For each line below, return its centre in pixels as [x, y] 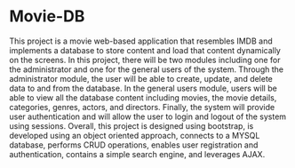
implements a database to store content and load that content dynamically [145, 50]
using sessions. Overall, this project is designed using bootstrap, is [132, 125]
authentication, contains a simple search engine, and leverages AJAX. [137, 154]
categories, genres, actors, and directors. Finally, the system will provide [142, 107]
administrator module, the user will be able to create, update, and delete [141, 78]
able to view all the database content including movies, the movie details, [143, 97]
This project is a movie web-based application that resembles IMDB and [141, 41]
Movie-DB [47, 16]
